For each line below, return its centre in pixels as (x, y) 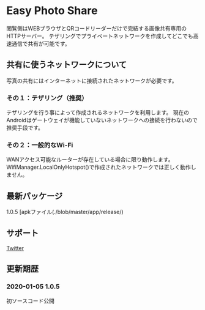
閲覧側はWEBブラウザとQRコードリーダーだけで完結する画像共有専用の (97, 28)
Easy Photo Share (52, 11)
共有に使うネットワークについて (67, 65)
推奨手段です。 (25, 128)
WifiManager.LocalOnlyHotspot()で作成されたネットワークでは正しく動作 (99, 167)
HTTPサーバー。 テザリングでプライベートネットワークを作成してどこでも (100, 36)
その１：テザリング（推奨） (47, 98)
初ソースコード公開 (31, 301)
